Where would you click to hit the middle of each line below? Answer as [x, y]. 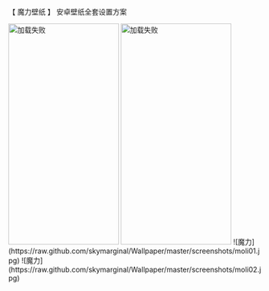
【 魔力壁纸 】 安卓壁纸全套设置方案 [67, 12]
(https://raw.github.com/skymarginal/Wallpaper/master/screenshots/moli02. [134, 269]
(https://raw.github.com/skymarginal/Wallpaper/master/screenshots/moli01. [133, 251]
